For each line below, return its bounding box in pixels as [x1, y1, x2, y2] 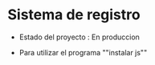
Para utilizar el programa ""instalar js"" [18, 47, 148, 57]
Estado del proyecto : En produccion [18, 32, 140, 42]
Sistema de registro [7, 6, 141, 24]
